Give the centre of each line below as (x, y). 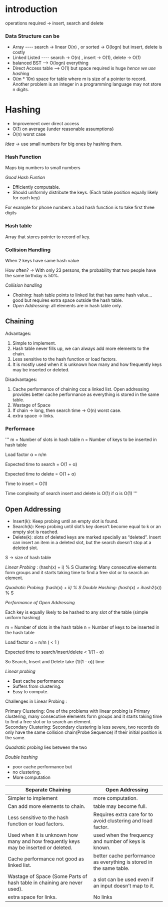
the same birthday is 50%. (32, 276)
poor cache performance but (42, 766)
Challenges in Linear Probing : (36, 701)
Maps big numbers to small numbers (43, 168)
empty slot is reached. (35, 532)
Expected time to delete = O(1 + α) (41, 474)
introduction (31, 9)
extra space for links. (32, 897)
